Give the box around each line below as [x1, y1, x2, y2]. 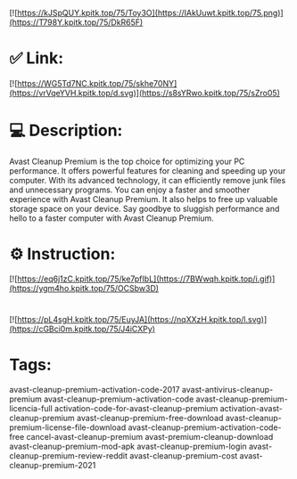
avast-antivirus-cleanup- [181, 384, 274, 394]
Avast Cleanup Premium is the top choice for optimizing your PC [9, 156, 245, 166]
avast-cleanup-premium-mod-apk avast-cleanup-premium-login [9, 441, 247, 451]
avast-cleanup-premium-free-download [77, 412, 224, 423]
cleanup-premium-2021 [9, 459, 96, 470]
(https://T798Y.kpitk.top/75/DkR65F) [9, 17, 144, 28]
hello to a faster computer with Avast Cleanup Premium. [9, 213, 214, 223]
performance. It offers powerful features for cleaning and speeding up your [9, 165, 286, 176]
